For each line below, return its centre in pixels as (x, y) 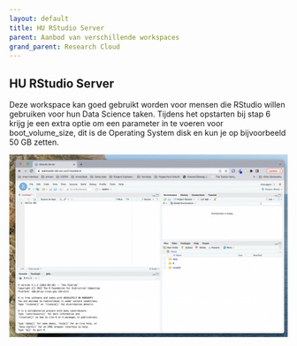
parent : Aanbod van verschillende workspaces (94, 37)
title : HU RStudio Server (57, 28)
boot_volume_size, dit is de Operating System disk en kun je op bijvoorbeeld (148, 133)
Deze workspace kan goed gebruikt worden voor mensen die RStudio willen (147, 105)
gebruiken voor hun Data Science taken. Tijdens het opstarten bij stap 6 (140, 114)
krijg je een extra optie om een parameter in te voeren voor (116, 124)
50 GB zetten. (34, 142)
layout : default (39, 19)
